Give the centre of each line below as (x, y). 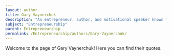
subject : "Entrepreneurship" (36, 24)
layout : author (21, 10)
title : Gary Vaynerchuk (31, 15)
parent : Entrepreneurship (33, 29)
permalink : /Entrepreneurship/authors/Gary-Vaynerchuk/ (66, 34)
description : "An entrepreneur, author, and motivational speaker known (84, 19)
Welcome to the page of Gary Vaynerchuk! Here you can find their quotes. (84, 48)
